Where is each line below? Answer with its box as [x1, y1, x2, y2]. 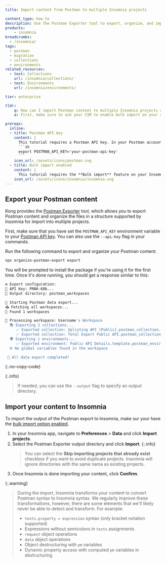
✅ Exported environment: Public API [16, 341, 93, 346]
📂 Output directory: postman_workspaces [5, 291, 90, 296]
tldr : [5, 103, 16, 108]
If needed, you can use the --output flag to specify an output [17, 383, 142, 389]
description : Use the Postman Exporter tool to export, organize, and [5, 21, 154, 26]
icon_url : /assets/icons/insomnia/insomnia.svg [14, 176, 114, 181]
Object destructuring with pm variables [24, 542, 102, 548]
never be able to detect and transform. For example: [17, 506, 124, 512]
